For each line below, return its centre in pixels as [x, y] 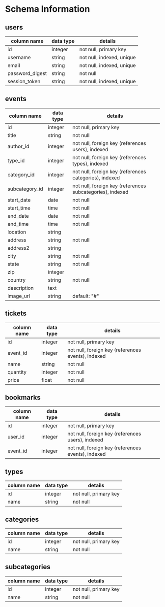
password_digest [27, 73]
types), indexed [90, 164]
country [17, 280]
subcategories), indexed [100, 192]
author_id [18, 146]
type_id [16, 160]
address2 [18, 248]
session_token [24, 81]
